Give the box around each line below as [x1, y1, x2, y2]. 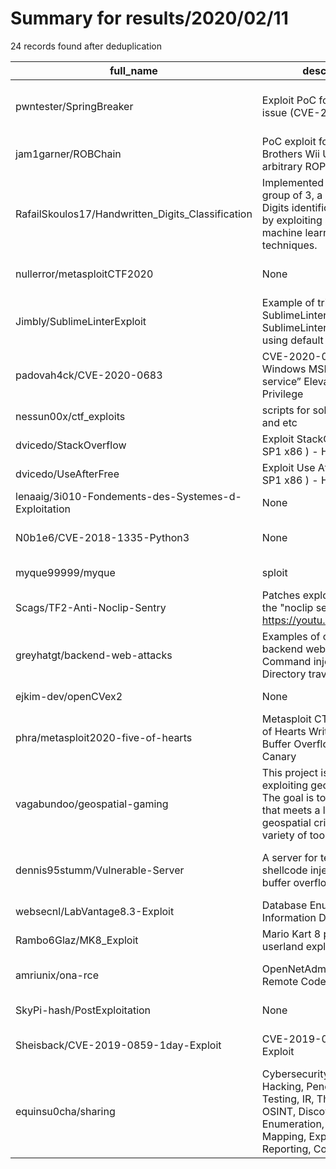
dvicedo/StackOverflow [15, 438, 127, 452]
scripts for [261, 403, 311, 417]
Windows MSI [261, 362, 327, 376]
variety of [261, 828, 308, 842]
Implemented [261, 175, 325, 189]
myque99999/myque [15, 565, 116, 579]
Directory [261, 667, 307, 681]
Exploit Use [261, 460, 316, 474]
